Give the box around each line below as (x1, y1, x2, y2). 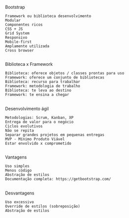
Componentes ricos (5, 22, 43, 27)
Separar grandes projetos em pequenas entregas (5, 132, 105, 137)
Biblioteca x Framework (5, 61, 53, 67)
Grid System (5, 31, 30, 36)
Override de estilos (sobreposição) (5, 204, 80, 209)
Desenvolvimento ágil (5, 106, 49, 111)
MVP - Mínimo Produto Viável (5, 136, 65, 141)
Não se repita (5, 128, 34, 133)
